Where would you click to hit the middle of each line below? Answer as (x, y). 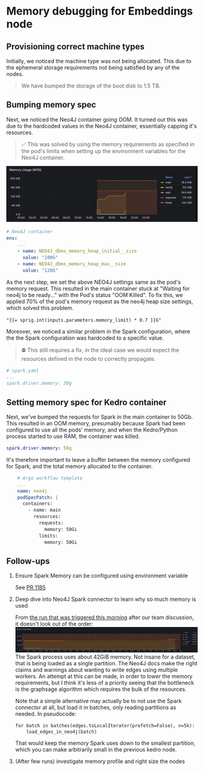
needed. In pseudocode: (46, 714)
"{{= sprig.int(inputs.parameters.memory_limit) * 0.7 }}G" (84, 320)
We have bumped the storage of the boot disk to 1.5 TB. (91, 86)
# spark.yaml (23, 371)
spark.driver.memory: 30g (39, 383)
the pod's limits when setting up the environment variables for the (104, 151)
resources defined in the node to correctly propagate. (88, 358)
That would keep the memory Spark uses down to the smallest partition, (105, 743)
